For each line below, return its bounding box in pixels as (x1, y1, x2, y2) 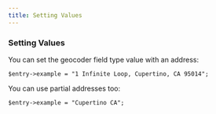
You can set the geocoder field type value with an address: (8, 55, 199, 64)
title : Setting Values (8, 11, 82, 20)
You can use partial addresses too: (8, 84, 120, 93)
